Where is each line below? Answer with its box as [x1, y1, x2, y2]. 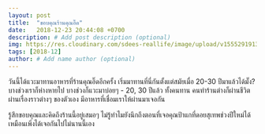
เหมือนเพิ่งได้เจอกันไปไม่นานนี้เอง [8, 118, 95, 128]
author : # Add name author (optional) [8, 56, 136, 63]
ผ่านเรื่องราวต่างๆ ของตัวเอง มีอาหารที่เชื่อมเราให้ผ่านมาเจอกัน [8, 94, 166, 103]
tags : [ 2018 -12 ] [8, 48, 62, 56]
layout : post [8, 11, 51, 20]
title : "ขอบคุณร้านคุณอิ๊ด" [8, 19, 83, 27]
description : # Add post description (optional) [8, 33, 171, 42]
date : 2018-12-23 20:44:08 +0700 [8, 26, 125, 34]
